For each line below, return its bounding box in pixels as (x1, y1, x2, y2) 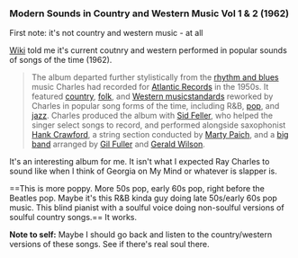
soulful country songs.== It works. (9, 212, 138, 223)
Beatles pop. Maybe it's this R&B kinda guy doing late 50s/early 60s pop (9, 192, 277, 204)
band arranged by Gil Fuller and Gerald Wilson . (31, 138, 205, 150)
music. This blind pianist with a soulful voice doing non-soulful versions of (9, 202, 285, 213)
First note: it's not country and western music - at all (9, 28, 203, 39)
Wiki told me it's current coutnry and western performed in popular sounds (9, 45, 288, 56)
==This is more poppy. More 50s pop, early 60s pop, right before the (9, 183, 266, 194)
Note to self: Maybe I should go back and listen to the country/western (9, 229, 273, 240)
